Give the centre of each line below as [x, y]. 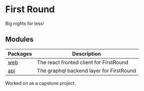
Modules [20, 39]
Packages [20, 53]
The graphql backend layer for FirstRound [87, 71]
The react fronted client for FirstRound [83, 62]
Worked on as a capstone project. [41, 83]
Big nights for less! [25, 23]
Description [87, 53]
